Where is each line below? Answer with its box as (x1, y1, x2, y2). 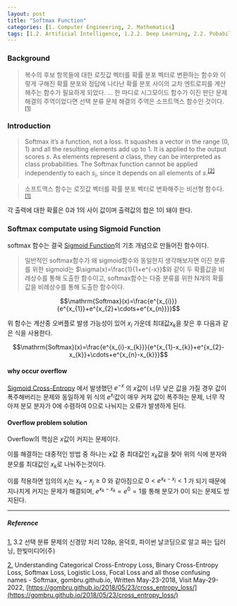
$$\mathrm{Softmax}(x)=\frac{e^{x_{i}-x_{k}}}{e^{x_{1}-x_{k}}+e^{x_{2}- (12, 343, 225, 351)
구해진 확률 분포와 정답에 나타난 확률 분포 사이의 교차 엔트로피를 (37, 79, 213, 88)
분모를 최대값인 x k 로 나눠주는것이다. (7, 460, 107, 470)
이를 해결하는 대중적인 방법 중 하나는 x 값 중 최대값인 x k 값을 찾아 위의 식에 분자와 (7, 450, 227, 460)
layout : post (7, 10, 46, 18)
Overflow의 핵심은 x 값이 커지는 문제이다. (7, 435, 121, 443)
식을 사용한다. (14, 329, 53, 337)
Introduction (7, 121, 51, 131)
